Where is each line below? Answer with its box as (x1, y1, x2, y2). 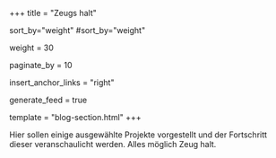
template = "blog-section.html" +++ (9, 112, 142, 122)
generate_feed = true (9, 94, 88, 105)
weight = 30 (9, 42, 54, 53)
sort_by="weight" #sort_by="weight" (9, 25, 146, 35)
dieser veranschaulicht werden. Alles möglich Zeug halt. (9, 139, 217, 149)
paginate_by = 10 (9, 60, 73, 70)
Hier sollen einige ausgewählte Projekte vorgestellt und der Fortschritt (9, 129, 267, 140)
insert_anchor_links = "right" (9, 77, 115, 88)
